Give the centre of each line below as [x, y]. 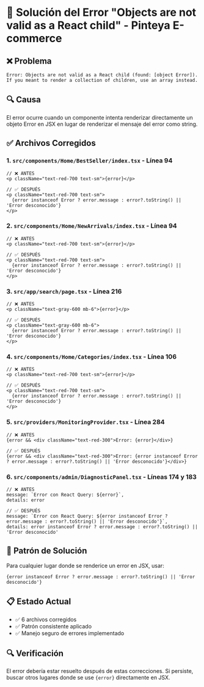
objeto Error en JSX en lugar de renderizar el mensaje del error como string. [102, 124]
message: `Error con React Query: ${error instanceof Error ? [87, 516]
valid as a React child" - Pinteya [88, 25]
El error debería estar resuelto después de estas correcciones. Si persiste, [100, 671]
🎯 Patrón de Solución [47, 551]
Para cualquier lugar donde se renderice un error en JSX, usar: [86, 565]
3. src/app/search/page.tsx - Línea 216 [64, 291]
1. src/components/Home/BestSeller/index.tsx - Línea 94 [89, 161]
